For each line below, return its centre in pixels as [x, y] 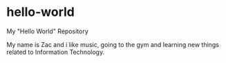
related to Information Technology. [56, 52]
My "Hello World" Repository [48, 31]
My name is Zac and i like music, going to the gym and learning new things [113, 44]
